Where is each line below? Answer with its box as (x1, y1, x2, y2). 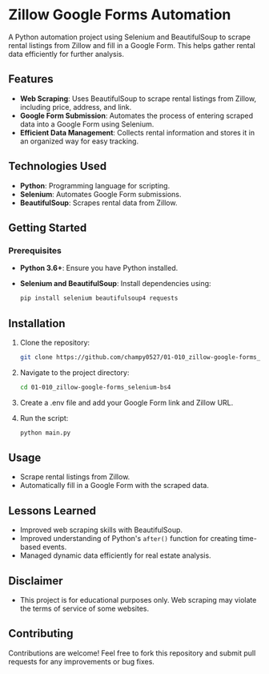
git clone (19, 353, 54, 361)
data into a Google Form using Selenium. (19, 119, 155, 129)
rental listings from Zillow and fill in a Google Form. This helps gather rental (8, 40, 256, 50)
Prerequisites (8, 244, 62, 256)
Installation (8, 317, 66, 330)
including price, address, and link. (19, 102, 132, 111)
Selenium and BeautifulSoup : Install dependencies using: (19, 279, 211, 289)
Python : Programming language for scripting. (19, 180, 171, 190)
